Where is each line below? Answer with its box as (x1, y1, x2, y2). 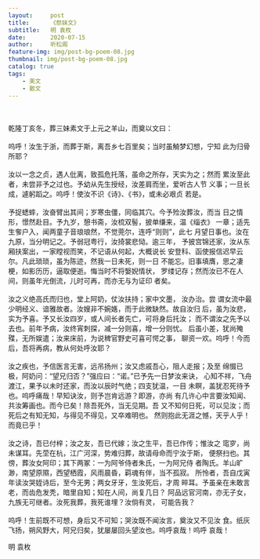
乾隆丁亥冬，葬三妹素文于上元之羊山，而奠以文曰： (8, 123, 173, 133)
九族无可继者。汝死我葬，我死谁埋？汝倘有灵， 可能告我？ (8, 498, 196, 507)
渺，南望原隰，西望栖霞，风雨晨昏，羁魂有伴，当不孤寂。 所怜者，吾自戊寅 (8, 468, 251, 477)
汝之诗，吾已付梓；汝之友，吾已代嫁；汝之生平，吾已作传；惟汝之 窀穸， (8, 439, 244, 448)
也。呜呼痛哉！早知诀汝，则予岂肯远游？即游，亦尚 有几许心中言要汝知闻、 (8, 391, 251, 400)
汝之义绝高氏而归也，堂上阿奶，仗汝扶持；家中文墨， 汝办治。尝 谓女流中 (8, 294, 245, 304)
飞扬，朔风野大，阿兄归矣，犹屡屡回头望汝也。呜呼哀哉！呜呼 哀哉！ (8, 525, 229, 535)
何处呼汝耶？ (69, 343, 111, 353)
